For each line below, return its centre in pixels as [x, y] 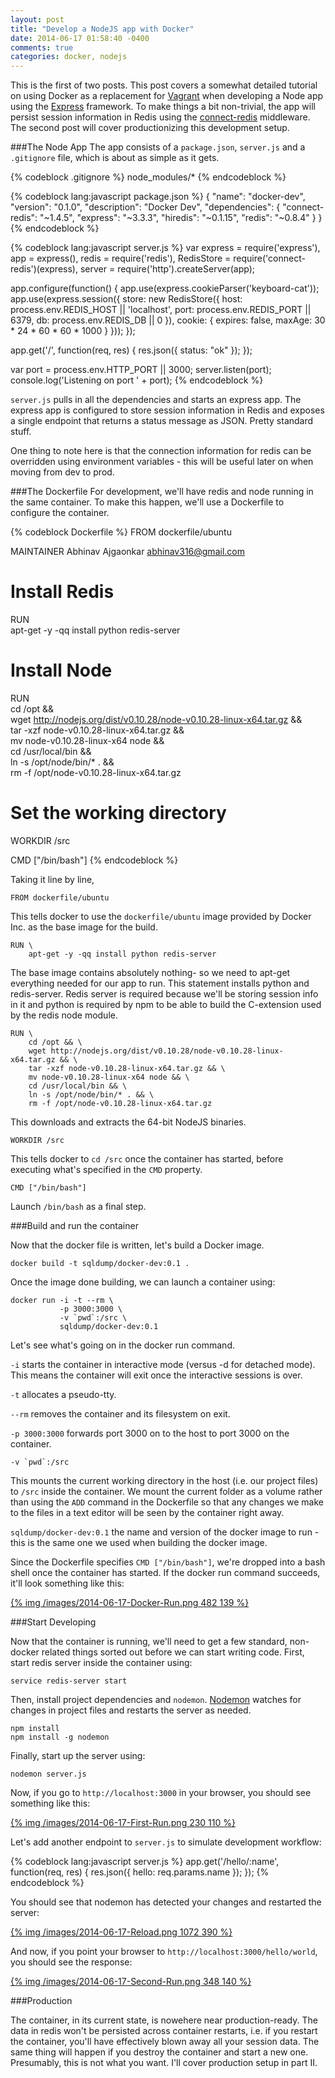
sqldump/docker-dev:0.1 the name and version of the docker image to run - [165, 1532]
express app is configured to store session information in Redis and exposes [167, 410]
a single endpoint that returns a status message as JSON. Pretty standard [162, 421]
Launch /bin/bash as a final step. [78, 1206]
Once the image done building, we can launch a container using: [143, 1282]
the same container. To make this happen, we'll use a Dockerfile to [147, 502]
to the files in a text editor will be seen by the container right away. [147, 1512]
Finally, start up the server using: [78, 1755]
